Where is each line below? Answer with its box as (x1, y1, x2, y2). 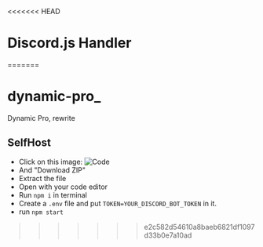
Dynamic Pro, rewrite (7, 113, 75, 122)
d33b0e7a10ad (144, 231, 192, 240)
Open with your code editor (18, 182, 108, 191)
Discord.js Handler (7, 35, 132, 52)
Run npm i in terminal (18, 190, 87, 199)
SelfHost (7, 136, 52, 150)
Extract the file (18, 173, 67, 183)
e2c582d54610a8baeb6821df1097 (144, 222, 255, 231)
